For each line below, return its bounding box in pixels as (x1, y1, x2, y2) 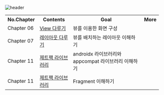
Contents (43, 16, 65, 23)
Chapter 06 (7, 25, 34, 31)
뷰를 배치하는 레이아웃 (73, 34, 121, 41)
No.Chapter (7, 16, 35, 23)
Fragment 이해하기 (73, 78, 115, 85)
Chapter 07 (7, 38, 34, 44)
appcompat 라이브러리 (73, 58, 123, 64)
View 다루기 (40, 25, 66, 32)
